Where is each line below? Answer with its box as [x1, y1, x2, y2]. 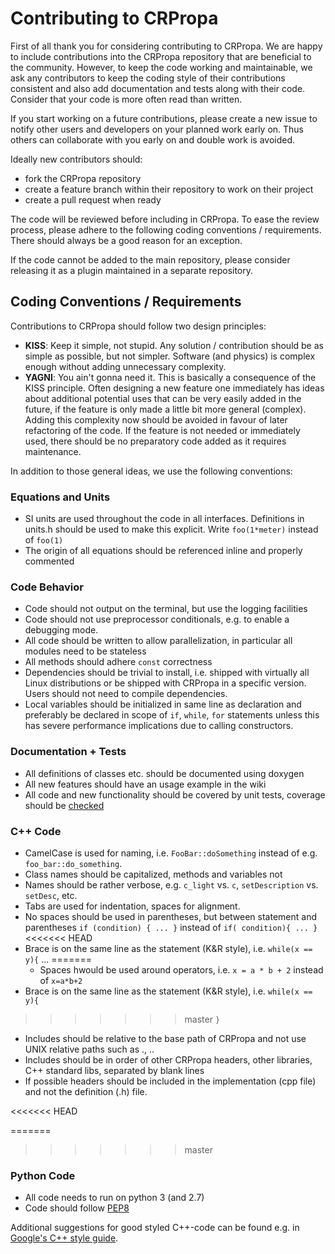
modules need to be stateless [24, 645, 147, 657]
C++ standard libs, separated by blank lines [24, 1064, 205, 1076]
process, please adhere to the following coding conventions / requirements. [10, 223, 322, 236]
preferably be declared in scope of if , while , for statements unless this [24, 709, 320, 721]
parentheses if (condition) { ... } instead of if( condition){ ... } [24, 921, 318, 933]
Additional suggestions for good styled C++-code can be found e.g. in [10, 1222, 300, 1234]
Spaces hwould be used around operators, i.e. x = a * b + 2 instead [39, 963, 324, 976]
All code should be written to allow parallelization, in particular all [24, 635, 293, 647]
